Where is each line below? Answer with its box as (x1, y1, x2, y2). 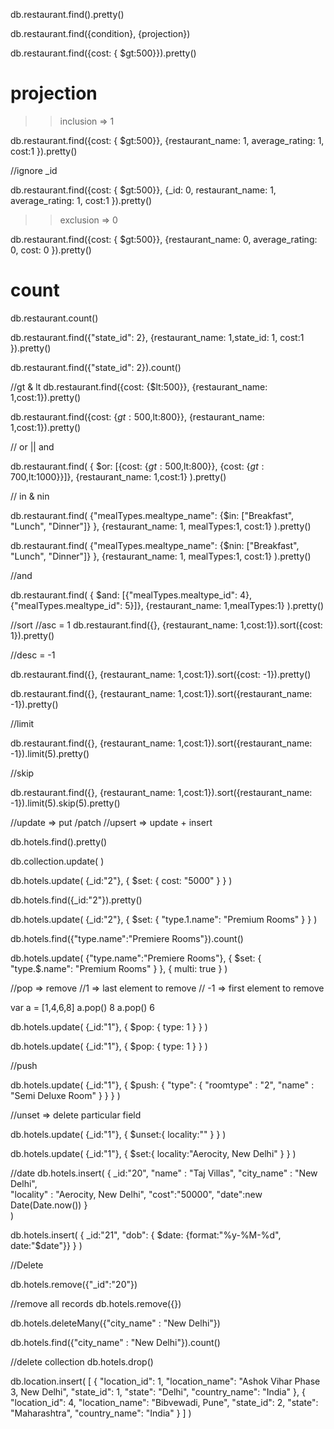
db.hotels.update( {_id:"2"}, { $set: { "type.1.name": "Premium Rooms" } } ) (10, 913, 318, 925)
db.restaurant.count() (10, 312, 99, 324)
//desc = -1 (10, 649, 56, 661)
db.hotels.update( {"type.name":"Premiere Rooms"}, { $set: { (10, 952, 262, 964)
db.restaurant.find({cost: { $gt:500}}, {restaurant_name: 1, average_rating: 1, (10, 134, 325, 146)
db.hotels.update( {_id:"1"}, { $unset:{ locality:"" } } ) (10, 1128, 227, 1140)
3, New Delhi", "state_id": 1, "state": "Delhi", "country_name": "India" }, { (10, 1385, 306, 1398)
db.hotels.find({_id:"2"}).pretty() (10, 894, 143, 906)
